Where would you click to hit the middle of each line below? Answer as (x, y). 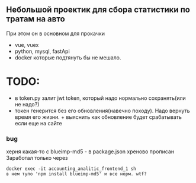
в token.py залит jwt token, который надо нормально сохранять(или (100, 98)
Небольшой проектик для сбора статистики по (98, 10)
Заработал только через (37, 158)
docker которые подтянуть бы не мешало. (68, 57)
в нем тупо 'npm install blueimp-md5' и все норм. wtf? (76, 174)
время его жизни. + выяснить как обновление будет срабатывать (98, 117)
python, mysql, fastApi (42, 51)
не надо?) (27, 104)
